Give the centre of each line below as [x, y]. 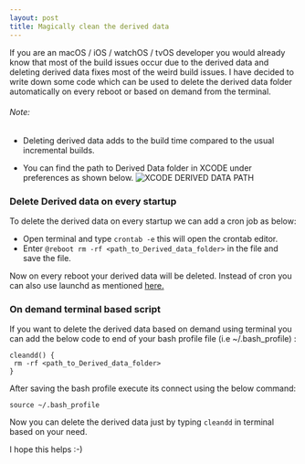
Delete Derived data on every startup [93, 201]
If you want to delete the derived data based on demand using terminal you [151, 329]
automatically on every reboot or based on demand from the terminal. [140, 91]
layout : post [34, 18]
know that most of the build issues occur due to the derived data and [139, 62]
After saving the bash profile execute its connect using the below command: [153, 388]
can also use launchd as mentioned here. [87, 285]
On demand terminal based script [85, 309]
